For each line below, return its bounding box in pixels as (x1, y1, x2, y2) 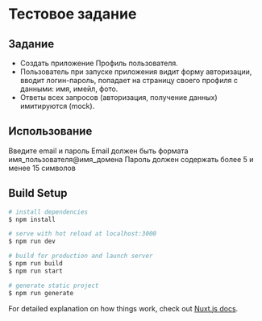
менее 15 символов (8, 163, 77, 173)
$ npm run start (8, 267, 63, 275)
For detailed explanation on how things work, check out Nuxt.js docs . (8, 303, 239, 313)
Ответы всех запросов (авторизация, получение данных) (19, 93, 218, 102)
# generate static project (8, 281, 99, 290)
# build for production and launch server (8, 252, 153, 261)
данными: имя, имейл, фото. (19, 84, 119, 94)
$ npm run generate (8, 289, 74, 297)
